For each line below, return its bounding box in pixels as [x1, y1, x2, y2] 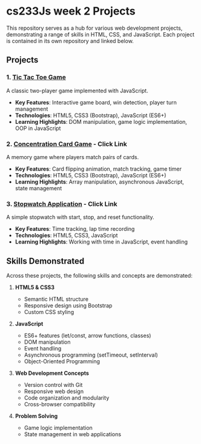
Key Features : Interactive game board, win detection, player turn [15, 98, 177, 106]
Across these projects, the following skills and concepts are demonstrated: [6, 272, 193, 279]
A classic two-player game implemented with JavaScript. [6, 87, 148, 94]
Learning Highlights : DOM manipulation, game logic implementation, [15, 118, 188, 125]
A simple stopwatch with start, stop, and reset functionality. [6, 214, 154, 221]
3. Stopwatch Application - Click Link [6, 199, 117, 208]
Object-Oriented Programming [24, 358, 100, 365]
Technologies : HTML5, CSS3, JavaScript [15, 232, 118, 239]
